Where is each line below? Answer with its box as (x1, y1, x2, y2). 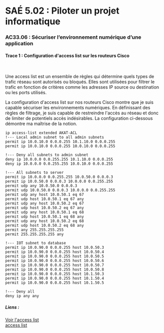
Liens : (5, 304, 20, 310)
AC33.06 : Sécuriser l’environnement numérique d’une (5, 34, 141, 41)
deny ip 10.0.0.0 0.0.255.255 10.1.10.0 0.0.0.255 (5, 157, 113, 162)
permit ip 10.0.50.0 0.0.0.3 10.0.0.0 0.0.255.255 (5, 179, 113, 184)
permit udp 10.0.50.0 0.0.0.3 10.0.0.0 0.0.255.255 (5, 188, 115, 193)
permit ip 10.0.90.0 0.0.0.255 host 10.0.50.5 (5, 254, 104, 259)
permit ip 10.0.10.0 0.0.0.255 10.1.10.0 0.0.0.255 (5, 139, 115, 145)
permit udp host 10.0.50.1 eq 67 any (5, 196, 84, 202)
